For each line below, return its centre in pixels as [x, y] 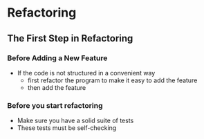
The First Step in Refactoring [70, 38]
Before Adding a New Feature [57, 58]
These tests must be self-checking [67, 128]
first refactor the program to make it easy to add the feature [112, 80]
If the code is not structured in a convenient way [86, 73]
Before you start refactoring [55, 105]
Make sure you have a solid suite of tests [75, 121]
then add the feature [57, 87]
